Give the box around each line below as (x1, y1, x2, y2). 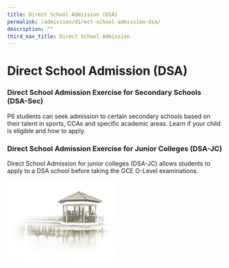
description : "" (7, 25, 53, 32)
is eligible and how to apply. (7, 126, 86, 135)
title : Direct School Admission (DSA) (7, 11, 118, 18)
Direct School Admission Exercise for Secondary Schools (7, 88, 202, 98)
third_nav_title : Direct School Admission (7, 33, 130, 40)
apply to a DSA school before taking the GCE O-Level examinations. (7, 167, 199, 175)
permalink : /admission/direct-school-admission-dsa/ (7, 18, 161, 25)
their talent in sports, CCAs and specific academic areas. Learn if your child (7, 119, 221, 127)
